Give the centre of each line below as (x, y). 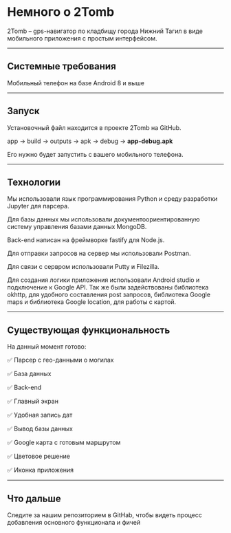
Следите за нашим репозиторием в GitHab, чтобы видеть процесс (105, 515)
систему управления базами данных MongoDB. (77, 227)
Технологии (34, 182)
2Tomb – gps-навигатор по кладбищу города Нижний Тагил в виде (105, 31)
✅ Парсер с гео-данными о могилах (60, 360)
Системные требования (62, 66)
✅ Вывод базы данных (40, 429)
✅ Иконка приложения (41, 470)
